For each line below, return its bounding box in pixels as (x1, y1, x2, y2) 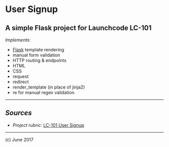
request (12, 73, 29, 79)
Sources (5, 109, 32, 117)
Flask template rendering (12, 47, 64, 52)
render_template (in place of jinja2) (12, 84, 85, 90)
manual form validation (12, 52, 60, 58)
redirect (12, 79, 29, 85)
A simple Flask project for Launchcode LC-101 (5, 24, 152, 32)
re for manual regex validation (12, 90, 74, 95)
